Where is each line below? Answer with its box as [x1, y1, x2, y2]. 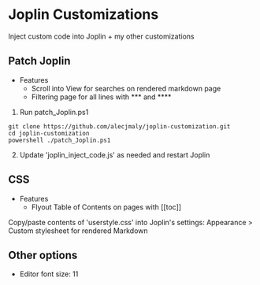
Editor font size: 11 [19, 269, 79, 279]
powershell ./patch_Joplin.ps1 [8, 136, 111, 144]
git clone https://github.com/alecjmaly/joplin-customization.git [8, 122, 231, 131]
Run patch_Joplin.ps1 [19, 107, 89, 117]
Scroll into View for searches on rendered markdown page [31, 83, 221, 93]
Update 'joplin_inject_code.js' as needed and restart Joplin [19, 150, 210, 159]
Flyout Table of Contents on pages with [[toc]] [31, 202, 182, 212]
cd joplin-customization [8, 129, 90, 137]
